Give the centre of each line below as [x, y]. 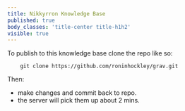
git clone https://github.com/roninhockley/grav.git [99, 66]
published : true [31, 20]
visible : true [28, 33]
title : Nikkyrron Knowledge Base [56, 14]
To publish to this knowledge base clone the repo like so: [90, 53]
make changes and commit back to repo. [77, 93]
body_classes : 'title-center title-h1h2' [69, 27]
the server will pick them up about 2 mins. [78, 100]
